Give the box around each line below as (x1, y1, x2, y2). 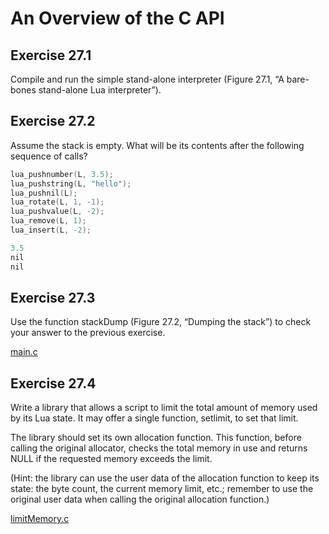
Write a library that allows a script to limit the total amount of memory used (10, 402, 318, 414)
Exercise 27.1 (10, 47, 92, 64)
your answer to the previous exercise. (10, 327, 166, 339)
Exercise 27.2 (10, 113, 96, 130)
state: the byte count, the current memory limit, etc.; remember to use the (10, 483, 314, 495)
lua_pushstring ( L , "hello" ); (10, 178, 132, 189)
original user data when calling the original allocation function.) (10, 493, 270, 506)
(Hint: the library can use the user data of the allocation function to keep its (10, 472, 320, 484)
